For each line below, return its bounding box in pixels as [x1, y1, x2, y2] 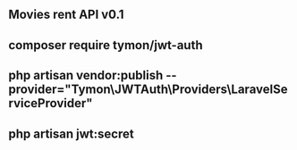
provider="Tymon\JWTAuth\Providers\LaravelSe [8, 82, 288, 97]
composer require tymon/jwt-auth [8, 37, 203, 53]
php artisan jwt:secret [8, 126, 135, 141]
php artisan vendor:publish [8, 68, 164, 83]
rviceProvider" [8, 96, 93, 111]
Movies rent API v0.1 [8, 7, 124, 22]
